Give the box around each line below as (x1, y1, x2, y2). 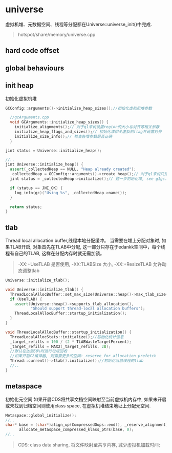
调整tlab (22, 267, 40, 274)
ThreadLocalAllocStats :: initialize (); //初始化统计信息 (10, 334, 124, 339)
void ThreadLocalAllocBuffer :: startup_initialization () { (5, 330, 132, 335)
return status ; (10, 204, 42, 210)
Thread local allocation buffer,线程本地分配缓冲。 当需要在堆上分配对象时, (5, 237, 161, 244)
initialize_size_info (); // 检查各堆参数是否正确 (14, 134, 113, 139)
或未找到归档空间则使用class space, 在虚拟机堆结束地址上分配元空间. (5, 402, 151, 408)
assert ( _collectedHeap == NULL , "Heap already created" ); (10, 167, 137, 172)
